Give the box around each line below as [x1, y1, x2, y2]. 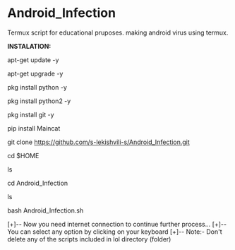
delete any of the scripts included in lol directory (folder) [7, 234, 171, 243]
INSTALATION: [7, 42, 52, 50]
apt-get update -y [7, 55, 59, 64]
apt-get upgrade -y [7, 69, 64, 78]
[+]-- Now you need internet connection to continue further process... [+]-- [7, 220, 227, 228]
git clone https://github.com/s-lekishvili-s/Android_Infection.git [7, 138, 191, 146]
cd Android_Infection [7, 179, 68, 187]
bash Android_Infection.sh [7, 206, 84, 215]
